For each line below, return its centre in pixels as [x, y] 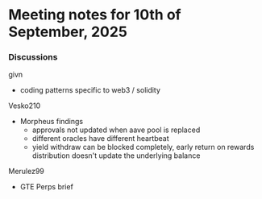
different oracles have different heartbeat [100, 139]
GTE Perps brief [47, 187]
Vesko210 [25, 106]
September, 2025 [68, 32]
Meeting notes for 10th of [95, 15]
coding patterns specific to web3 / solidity [90, 90]
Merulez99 [26, 172]
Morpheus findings [51, 122]
